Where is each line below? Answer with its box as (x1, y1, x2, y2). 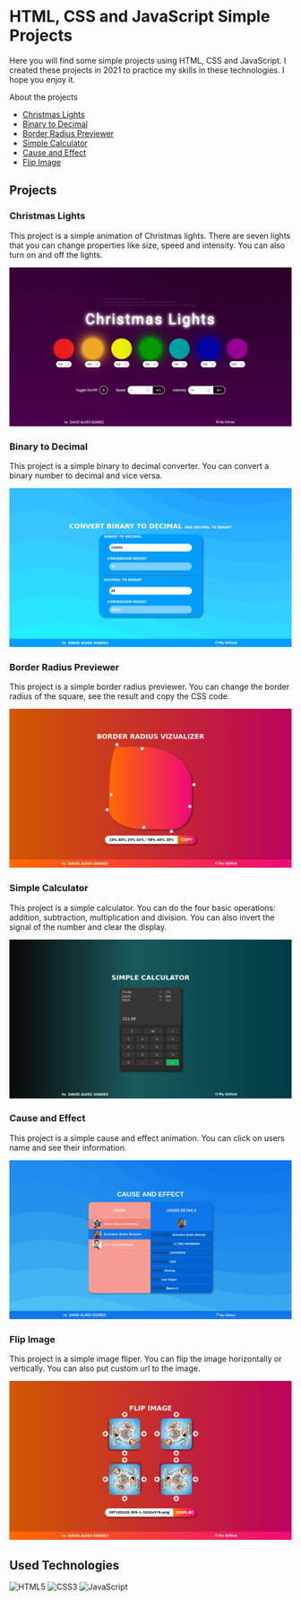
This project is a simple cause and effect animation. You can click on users (9, 1132, 285, 1143)
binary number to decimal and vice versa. (9, 470, 163, 481)
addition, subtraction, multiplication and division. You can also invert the (9, 912, 275, 923)
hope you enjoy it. (9, 74, 76, 84)
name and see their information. (9, 1142, 127, 1153)
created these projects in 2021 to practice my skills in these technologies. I (9, 65, 285, 75)
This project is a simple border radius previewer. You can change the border (9, 681, 290, 693)
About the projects (9, 92, 78, 102)
